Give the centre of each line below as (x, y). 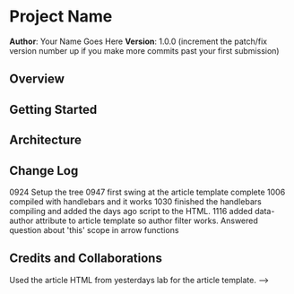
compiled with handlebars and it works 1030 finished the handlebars (135, 201)
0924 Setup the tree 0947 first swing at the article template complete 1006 (147, 192)
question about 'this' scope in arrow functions (94, 229)
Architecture (46, 140)
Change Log (44, 171)
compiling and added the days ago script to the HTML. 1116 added (131, 211)
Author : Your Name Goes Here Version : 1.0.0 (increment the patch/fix (138, 41)
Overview (37, 79)
